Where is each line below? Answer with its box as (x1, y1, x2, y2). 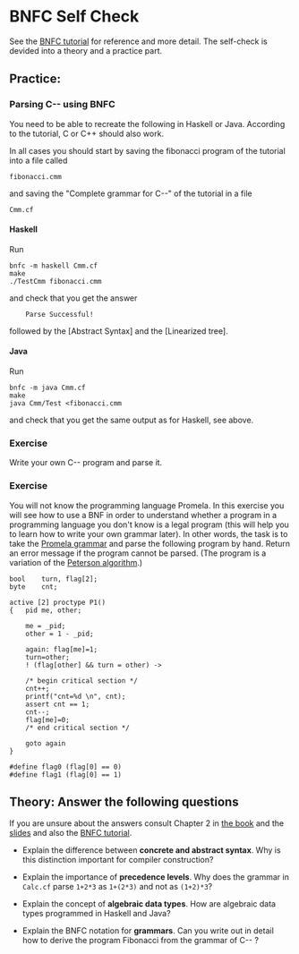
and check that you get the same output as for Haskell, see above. (9, 414, 254, 426)
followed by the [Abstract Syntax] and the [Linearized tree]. (9, 325, 228, 336)
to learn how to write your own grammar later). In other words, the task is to (9, 528, 288, 539)
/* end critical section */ (25, 723, 130, 732)
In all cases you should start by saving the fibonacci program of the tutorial (9, 145, 286, 156)
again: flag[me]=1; (25, 644, 98, 654)
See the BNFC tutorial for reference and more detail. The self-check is (9, 36, 268, 47)
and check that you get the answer (9, 293, 138, 303)
